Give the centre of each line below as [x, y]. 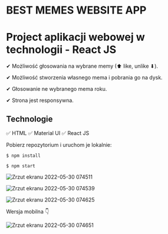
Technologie [29, 119]
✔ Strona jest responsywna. [40, 100]
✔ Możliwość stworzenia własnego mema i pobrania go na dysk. [85, 78]
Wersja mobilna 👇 [28, 211]
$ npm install [24, 156]
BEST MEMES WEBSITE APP [76, 10]
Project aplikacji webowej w [76, 37]
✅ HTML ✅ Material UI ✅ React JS [48, 133]
